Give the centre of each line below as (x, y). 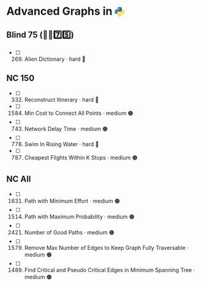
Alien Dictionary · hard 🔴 (55, 59)
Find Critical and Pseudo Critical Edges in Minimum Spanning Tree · (109, 270)
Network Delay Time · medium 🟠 (66, 129)
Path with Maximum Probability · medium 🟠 (79, 217)
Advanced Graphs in (59, 11)
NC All (19, 179)
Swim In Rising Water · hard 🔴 (62, 144)
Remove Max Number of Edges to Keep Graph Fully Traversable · (106, 247)
